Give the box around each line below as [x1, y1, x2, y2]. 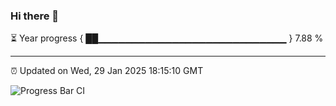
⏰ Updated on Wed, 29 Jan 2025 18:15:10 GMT [10, 65, 204, 77]
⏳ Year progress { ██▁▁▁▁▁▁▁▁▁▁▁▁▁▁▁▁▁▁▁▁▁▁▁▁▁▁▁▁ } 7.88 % [10, 32, 324, 44]
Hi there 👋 [10, 9, 60, 23]
